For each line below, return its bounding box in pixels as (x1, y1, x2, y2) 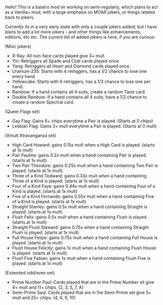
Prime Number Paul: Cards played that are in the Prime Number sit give (12, 279, 154, 285)
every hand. (12, 74, 36, 79)
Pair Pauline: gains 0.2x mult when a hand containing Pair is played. (12, 152, 147, 158)
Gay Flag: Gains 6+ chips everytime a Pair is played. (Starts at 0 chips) (12, 118, 153, 124)
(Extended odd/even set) (5, 270, 55, 275)
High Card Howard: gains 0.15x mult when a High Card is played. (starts (12, 142, 155, 147)
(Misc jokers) (5, 44, 32, 49)
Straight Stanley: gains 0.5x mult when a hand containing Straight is (12, 204, 147, 209)
